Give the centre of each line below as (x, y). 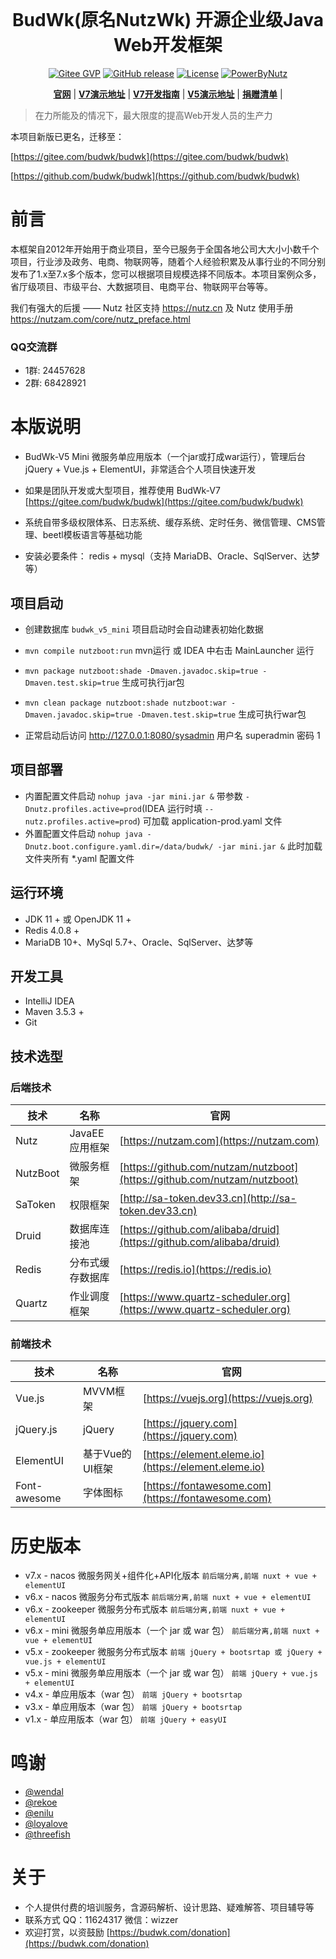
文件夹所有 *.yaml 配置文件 (79, 858)
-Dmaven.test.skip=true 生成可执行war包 (221, 714)
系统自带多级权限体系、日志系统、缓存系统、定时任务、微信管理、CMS (170, 522)
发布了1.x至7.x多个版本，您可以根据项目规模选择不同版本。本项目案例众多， (166, 274)
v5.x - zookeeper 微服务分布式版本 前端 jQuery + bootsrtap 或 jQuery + (173, 1652)
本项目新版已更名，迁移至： (67, 136)
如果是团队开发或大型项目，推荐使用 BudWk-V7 (122, 491)
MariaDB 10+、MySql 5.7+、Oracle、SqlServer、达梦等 (139, 942)
